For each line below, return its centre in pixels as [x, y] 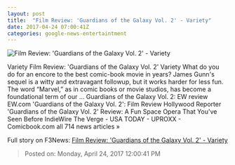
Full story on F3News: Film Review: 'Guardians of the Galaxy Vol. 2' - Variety [117, 140]
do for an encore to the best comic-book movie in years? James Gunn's [111, 74]
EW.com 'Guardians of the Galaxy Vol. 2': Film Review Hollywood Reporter [114, 104]
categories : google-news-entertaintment [67, 33]
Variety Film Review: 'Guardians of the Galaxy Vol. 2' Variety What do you [113, 67]
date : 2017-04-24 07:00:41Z [48, 27]
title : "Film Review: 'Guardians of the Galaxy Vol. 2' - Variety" [109, 20]
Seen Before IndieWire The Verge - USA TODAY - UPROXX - [94, 119]
